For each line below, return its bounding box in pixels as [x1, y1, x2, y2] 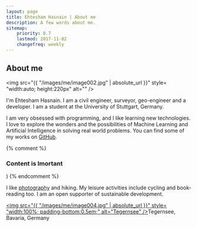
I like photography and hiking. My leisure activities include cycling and [6, 184, 176, 191]
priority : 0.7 [16, 31, 51, 37]
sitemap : [6, 25, 28, 31]
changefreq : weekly [16, 42, 65, 48]
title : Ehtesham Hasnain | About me [6, 14, 96, 20]
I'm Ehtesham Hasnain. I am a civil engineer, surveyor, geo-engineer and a [6, 97, 186, 104]
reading [6, 190, 25, 198]
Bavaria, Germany [6, 214, 50, 221]
